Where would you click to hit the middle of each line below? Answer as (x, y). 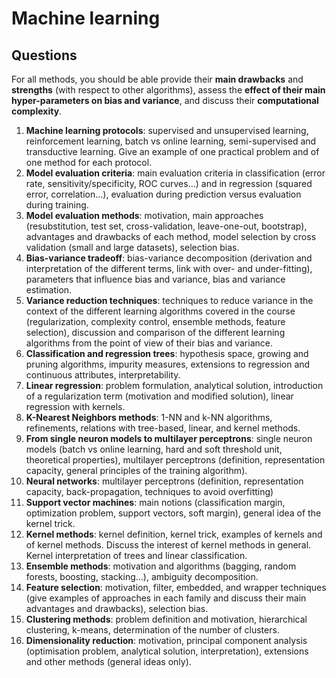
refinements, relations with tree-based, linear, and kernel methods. (163, 428)
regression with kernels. (75, 406)
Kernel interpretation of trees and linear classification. (136, 555)
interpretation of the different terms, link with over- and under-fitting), (169, 268)
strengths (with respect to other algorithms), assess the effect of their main (168, 90)
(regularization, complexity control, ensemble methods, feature (155, 321)
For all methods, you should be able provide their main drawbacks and (157, 79)
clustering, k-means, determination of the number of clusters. (152, 630)
